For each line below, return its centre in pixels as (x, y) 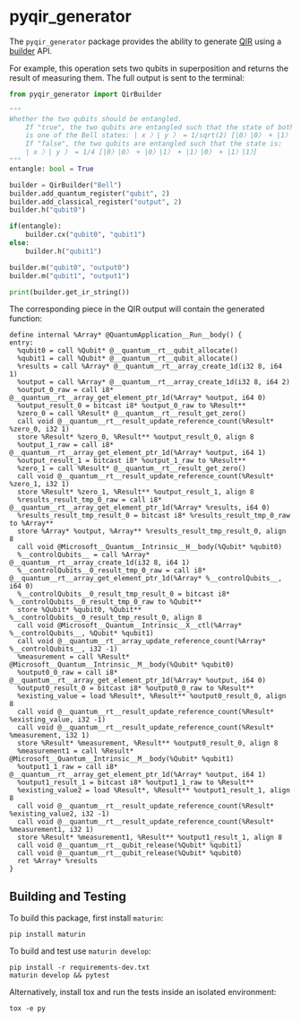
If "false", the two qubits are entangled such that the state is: (154, 144)
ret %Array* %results (58, 861)
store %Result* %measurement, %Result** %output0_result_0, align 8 (148, 743)
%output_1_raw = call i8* (66, 445)
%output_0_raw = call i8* (66, 390)
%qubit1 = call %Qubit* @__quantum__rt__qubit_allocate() (128, 359)
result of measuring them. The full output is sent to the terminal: (127, 77)
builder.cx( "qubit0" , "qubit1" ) (86, 235)
